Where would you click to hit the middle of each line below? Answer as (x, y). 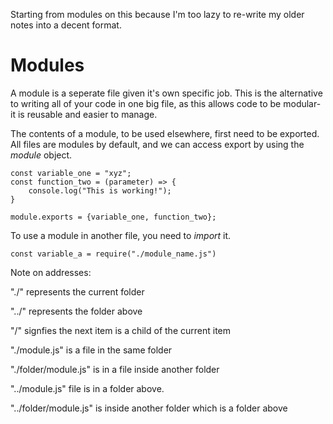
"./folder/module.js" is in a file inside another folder (115, 369)
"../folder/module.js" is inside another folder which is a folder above (149, 408)
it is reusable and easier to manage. (84, 114)
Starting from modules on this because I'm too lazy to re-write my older (157, 14)
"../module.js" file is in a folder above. (87, 388)
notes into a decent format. (66, 25)
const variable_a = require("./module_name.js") (113, 254)
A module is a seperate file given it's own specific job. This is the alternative (166, 93)
